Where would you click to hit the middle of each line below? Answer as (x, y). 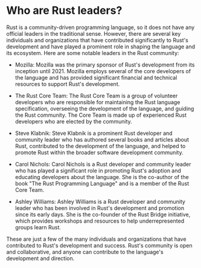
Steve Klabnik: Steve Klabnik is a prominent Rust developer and (94, 133)
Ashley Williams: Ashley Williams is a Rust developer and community (100, 201)
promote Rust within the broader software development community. (99, 152)
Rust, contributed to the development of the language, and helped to (100, 146)
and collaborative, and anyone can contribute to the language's (85, 252)
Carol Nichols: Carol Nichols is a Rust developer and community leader (103, 164)
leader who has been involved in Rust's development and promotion (100, 208)
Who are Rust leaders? (64, 11)
